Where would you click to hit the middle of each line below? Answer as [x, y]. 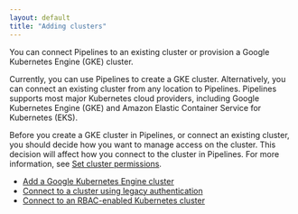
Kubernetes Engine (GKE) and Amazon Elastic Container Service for [135, 107]
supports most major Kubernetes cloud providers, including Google [135, 98]
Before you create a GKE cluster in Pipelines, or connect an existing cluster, [150, 135]
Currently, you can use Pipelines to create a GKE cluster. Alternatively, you [148, 79]
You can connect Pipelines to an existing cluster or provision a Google [140, 51]
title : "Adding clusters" [58, 26]
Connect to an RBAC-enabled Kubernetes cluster [114, 200]
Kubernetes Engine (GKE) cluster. [71, 61]
